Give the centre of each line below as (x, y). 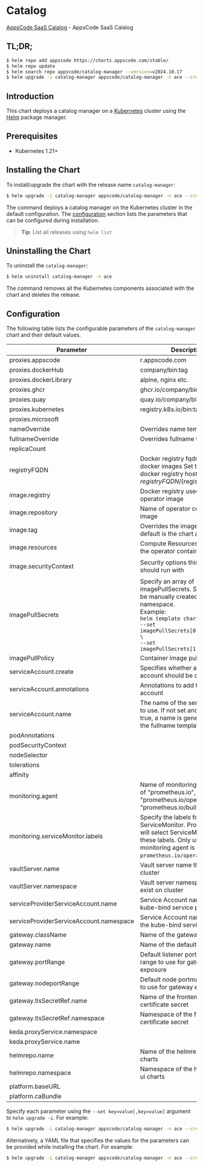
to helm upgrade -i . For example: (47, 1118)
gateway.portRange (37, 962)
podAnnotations (32, 736)
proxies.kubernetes (37, 409)
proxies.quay (28, 400)
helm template (160, 619)
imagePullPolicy (32, 658)
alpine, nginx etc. (164, 380)
